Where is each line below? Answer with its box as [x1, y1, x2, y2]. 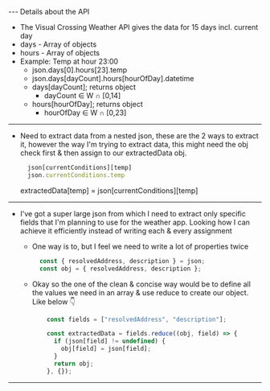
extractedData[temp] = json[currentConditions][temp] [19, 185, 198, 195]
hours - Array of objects [19, 48, 100, 57]
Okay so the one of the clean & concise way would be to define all [31, 279, 252, 289]
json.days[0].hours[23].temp [31, 65, 128, 75]
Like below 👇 [31, 297, 76, 307]
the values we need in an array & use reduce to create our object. [31, 287, 249, 297]
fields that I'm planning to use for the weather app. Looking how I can [19, 217, 251, 227]
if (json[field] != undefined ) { [53, 337, 166, 345]
